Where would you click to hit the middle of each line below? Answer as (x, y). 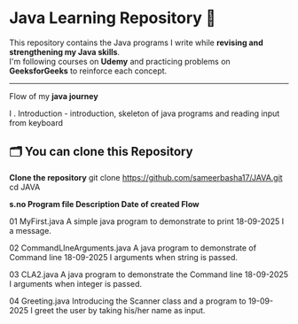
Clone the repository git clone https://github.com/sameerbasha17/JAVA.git (146, 177)
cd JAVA (25, 187)
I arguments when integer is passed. (76, 283)
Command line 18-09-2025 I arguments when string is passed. (123, 257)
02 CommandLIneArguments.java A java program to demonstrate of (133, 248)
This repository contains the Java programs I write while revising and (136, 42)
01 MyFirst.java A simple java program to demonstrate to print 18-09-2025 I (147, 221)
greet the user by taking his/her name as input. (120, 310)
